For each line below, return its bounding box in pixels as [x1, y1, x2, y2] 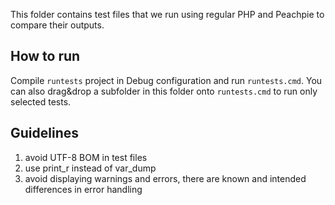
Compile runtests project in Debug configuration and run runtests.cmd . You [10, 74, 323, 86]
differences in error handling [24, 183, 143, 195]
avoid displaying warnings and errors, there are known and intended [24, 172, 307, 184]
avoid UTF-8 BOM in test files [24, 151, 148, 163]
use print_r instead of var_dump [24, 162, 157, 174]
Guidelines [10, 125, 79, 142]
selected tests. [10, 95, 72, 108]
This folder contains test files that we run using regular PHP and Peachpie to [10, 9, 325, 20]
